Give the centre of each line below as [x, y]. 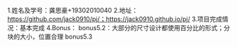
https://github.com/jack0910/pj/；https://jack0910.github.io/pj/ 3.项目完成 [115, 19]
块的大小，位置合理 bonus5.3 [50, 36]
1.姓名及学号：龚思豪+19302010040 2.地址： [73, 10]
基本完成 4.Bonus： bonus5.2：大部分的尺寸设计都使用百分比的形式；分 [125, 28]
